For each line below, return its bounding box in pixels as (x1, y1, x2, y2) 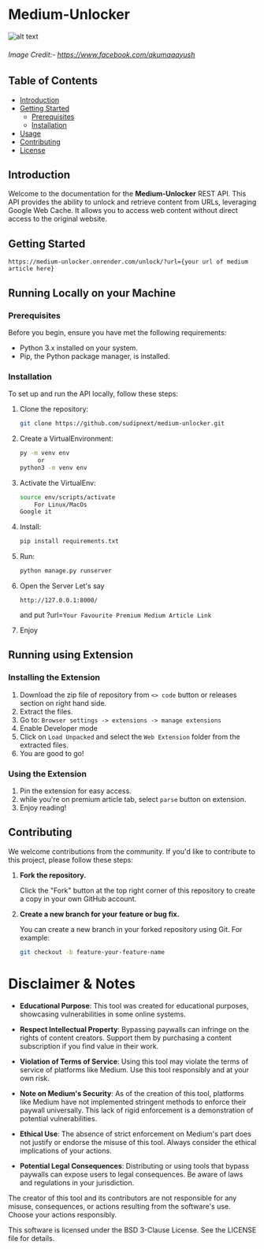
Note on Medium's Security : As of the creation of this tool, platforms (19, 1088, 244, 1098)
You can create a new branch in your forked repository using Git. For (19, 924, 243, 934)
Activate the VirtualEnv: (19, 478, 96, 487)
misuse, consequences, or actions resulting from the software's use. (8, 1201, 231, 1211)
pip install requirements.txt (19, 538, 120, 546)
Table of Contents (8, 74, 99, 88)
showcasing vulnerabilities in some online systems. (19, 1009, 187, 1019)
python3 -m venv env (19, 464, 87, 472)
